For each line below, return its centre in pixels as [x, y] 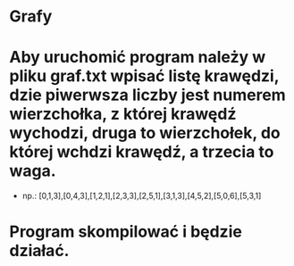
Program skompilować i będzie [126, 232]
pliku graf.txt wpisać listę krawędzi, [144, 76]
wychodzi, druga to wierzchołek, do [145, 133]
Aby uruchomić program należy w [138, 58]
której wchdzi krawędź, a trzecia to [142, 152]
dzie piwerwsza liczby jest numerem [147, 95]
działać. [39, 251]
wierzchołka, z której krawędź [123, 114]
